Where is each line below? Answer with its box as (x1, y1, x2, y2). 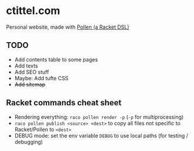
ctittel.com (6, 4, 60, 18)
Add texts (14, 62, 38, 69)
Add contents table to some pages (14, 56, 98, 63)
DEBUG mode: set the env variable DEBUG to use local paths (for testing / (14, 132, 189, 139)
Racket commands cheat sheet (6, 98, 122, 108)
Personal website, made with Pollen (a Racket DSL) (6, 23, 130, 30)
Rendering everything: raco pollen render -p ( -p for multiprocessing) (14, 113, 184, 121)
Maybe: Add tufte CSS (14, 74, 69, 81)
